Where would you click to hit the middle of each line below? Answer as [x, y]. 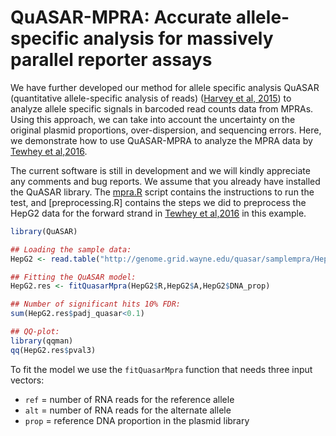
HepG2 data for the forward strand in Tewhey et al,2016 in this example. [158, 213]
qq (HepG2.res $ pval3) [53, 350]
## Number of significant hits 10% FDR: [96, 304]
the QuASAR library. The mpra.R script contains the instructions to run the [162, 192]
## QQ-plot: [35, 332]
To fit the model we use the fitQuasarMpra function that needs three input [161, 369]
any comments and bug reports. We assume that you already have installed [165, 181]
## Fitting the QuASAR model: [73, 277]
